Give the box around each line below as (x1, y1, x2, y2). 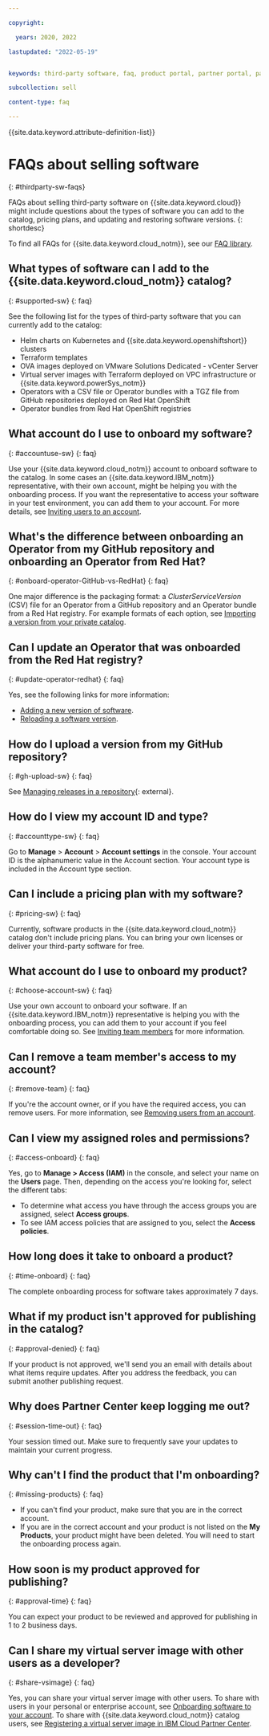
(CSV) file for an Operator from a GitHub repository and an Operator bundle (8, 600, 258, 610)
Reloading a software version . (19, 714, 118, 723)
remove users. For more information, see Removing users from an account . (8, 1108, 256, 1118)
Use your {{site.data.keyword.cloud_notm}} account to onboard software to (8, 463, 258, 474)
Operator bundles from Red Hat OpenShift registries (19, 403, 192, 414)
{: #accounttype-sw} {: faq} (8, 831, 100, 841)
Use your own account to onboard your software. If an (8, 1001, 187, 1011)
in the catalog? (8, 1322, 84, 1336)
